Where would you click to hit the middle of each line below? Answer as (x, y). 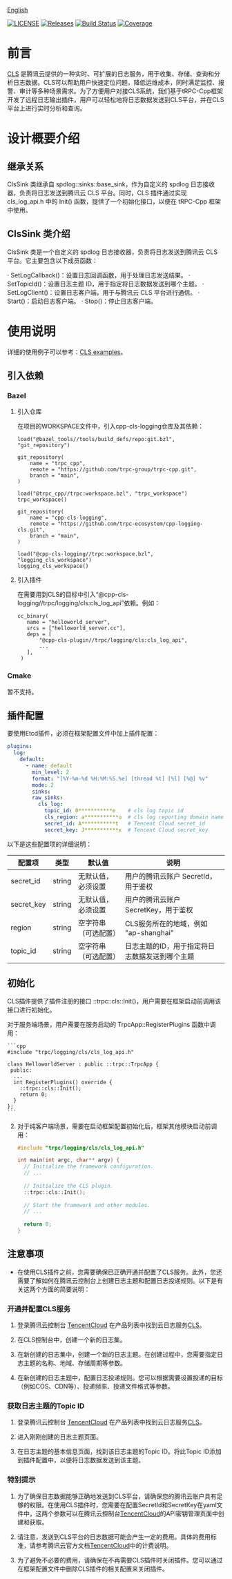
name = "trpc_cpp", (58, 464)
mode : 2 (43, 785)
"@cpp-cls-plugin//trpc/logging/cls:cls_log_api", (113, 640)
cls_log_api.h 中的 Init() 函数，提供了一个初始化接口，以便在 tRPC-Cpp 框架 (114, 201)
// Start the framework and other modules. (87, 1205)
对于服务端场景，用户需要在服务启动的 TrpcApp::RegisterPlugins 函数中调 (112, 1024)
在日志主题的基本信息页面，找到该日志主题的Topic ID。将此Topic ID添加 (119, 1451)
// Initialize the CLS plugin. (69, 1186)
